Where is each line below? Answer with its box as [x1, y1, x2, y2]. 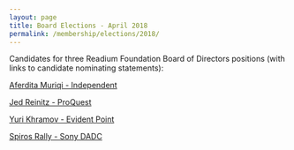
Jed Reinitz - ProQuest [9, 97, 92, 108]
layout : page [9, 12, 57, 22]
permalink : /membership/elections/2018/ [9, 29, 161, 38]
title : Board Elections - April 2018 [9, 21, 148, 30]
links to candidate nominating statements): [9, 63, 164, 73]
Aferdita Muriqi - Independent [9, 80, 117, 91]
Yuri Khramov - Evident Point [9, 114, 115, 124]
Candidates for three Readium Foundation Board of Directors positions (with [9, 54, 285, 64]
